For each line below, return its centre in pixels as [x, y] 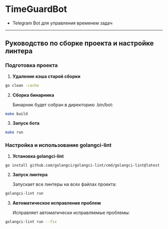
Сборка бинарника [33, 95]
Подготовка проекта [31, 65]
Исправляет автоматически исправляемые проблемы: [71, 213]
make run [14, 132]
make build [16, 114]
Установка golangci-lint [38, 156]
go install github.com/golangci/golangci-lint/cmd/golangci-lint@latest [82, 165]
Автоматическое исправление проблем [56, 203]
